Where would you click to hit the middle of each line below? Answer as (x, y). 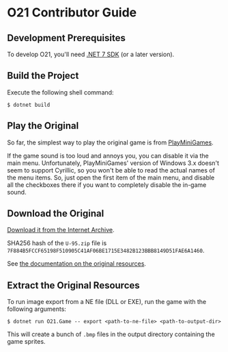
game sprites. (26, 342)
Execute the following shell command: (60, 92)
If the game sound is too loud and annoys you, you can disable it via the (108, 155)
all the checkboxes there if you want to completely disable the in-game (107, 185)
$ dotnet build (29, 105)
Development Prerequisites (67, 38)
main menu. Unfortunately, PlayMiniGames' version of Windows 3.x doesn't (113, 163)
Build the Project (43, 76)
